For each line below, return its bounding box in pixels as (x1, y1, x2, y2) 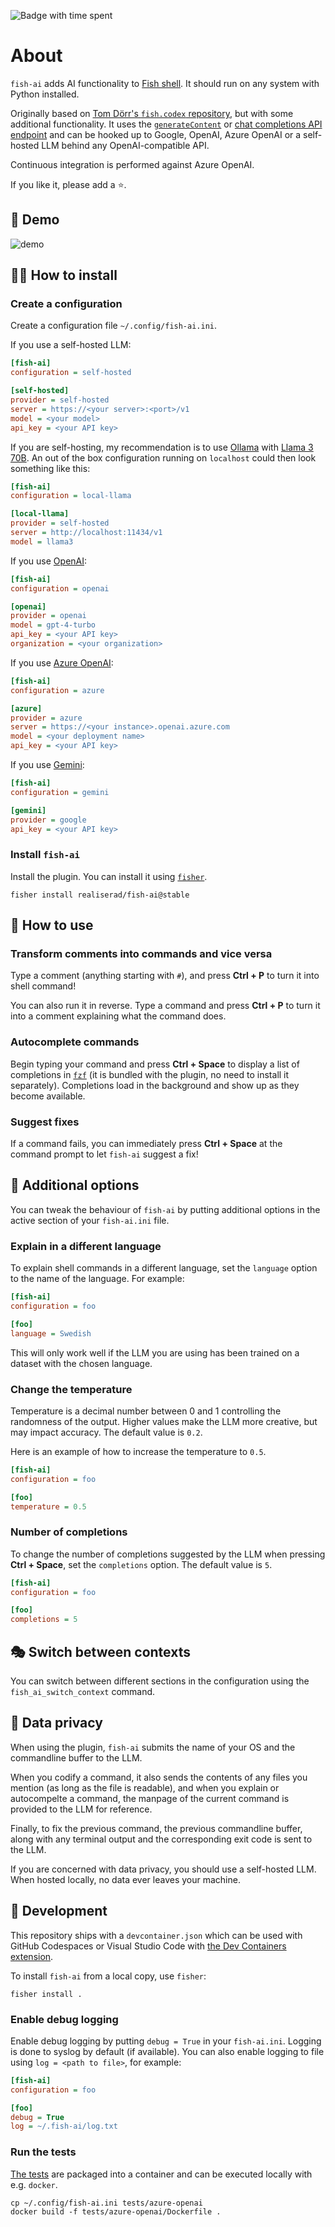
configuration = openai (10, 583, 110, 594)
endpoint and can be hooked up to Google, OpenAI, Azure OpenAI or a (10, 128, 302, 140)
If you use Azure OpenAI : (10, 656, 114, 669)
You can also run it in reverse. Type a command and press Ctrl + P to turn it (10, 1000, 321, 1012)
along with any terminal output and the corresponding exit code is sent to (10, 1833, 313, 1845)
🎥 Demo (10, 211, 60, 229)
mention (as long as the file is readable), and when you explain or (10, 1781, 280, 1794)
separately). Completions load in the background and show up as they (10, 1079, 300, 1091)
